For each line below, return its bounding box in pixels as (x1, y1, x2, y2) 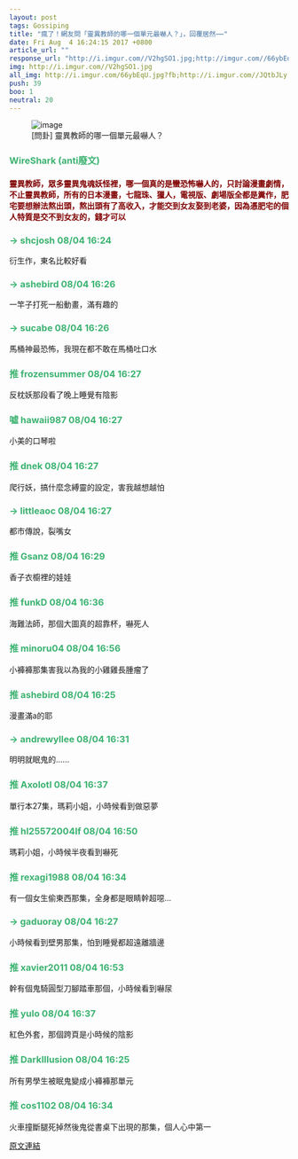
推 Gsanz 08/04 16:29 (9, 550, 106, 562)
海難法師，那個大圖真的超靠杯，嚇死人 (9, 618, 149, 629)
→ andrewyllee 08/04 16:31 (9, 733, 130, 746)
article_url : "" (9, 46, 69, 55)
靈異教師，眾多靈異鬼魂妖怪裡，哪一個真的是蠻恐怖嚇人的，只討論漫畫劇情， (9, 178, 289, 189)
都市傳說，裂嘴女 (9, 525, 72, 536)
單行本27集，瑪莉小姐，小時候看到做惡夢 (9, 800, 159, 811)
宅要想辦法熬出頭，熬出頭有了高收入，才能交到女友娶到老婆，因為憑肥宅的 (9, 200, 281, 211)
